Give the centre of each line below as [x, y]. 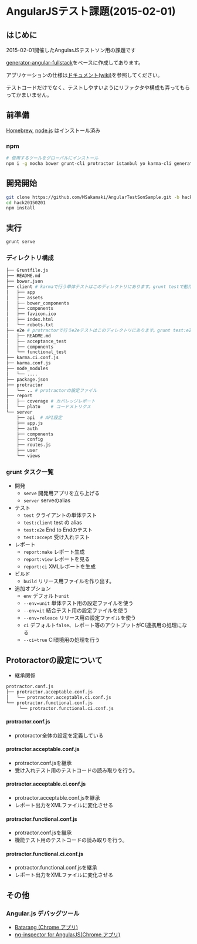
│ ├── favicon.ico [31, 314]
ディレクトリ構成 [30, 258]
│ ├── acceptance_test [36, 341]
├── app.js [30, 423]
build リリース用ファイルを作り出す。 [69, 581]
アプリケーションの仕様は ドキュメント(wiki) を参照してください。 [84, 75]
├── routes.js [34, 445]
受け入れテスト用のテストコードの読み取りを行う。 [76, 770]
